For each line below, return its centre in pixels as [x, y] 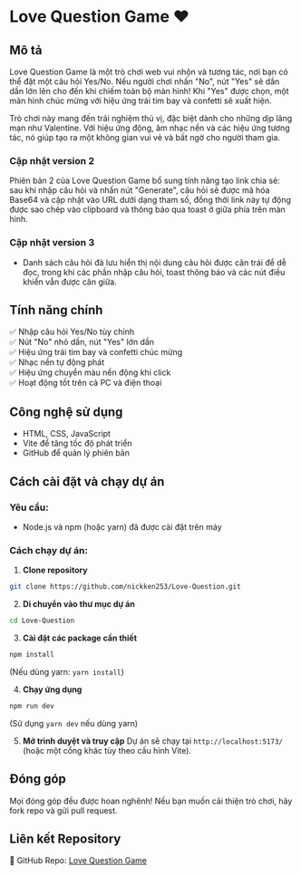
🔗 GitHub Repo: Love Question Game [78, 861]
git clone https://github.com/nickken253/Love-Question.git [126, 587]
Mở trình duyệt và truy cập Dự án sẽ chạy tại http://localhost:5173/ [153, 741]
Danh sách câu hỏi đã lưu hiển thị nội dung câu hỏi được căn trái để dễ [155, 262]
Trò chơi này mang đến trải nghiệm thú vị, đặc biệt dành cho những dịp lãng [151, 118]
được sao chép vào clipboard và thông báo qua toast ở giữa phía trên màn [147, 209]
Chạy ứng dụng [52, 689]
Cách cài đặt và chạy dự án [87, 481]
